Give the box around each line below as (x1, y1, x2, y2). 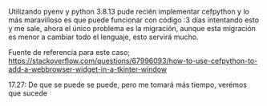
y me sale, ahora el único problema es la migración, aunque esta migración (8, 24, 257, 33)
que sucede (8, 88, 48, 98)
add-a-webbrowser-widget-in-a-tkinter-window (8, 65, 167, 74)
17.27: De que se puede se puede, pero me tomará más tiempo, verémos (8, 80, 247, 89)
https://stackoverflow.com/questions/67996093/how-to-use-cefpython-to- (8, 56, 258, 65)
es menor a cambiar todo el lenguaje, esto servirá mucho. (8, 32, 199, 41)
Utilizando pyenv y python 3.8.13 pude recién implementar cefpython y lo (8, 7, 250, 16)
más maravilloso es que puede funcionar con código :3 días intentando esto (8, 15, 259, 25)
